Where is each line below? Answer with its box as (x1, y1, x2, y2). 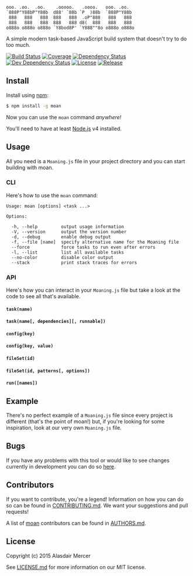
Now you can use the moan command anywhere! (6, 113, 122, 120)
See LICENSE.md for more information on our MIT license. (6, 563, 146, 571)
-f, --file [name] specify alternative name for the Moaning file (11, 239, 180, 245)
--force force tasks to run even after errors (11, 244, 156, 250)
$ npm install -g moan (6, 103, 61, 109)
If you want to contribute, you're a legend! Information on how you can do (6, 496, 184, 503)
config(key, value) (6, 343, 54, 349)
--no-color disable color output (11, 254, 114, 260)
